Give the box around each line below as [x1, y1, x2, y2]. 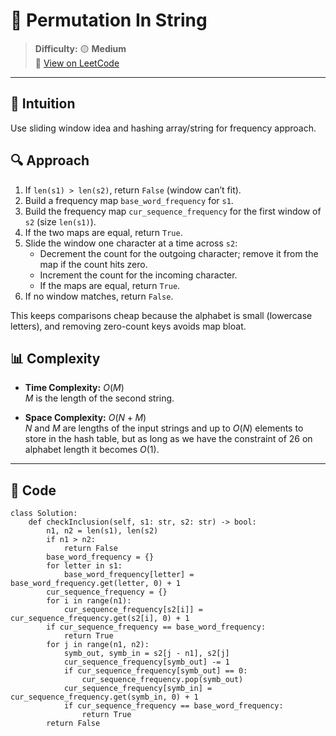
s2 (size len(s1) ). [24, 215, 97, 228]
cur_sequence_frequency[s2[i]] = [63, 605, 203, 615]
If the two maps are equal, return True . [24, 226, 183, 238]
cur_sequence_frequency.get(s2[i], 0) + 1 [10, 614, 190, 624]
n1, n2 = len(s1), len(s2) [46, 526, 159, 536]
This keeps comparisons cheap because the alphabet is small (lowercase [10, 309, 313, 321]
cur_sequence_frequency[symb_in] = [63, 684, 213, 694]
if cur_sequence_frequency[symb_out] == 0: [63, 666, 248, 676]
